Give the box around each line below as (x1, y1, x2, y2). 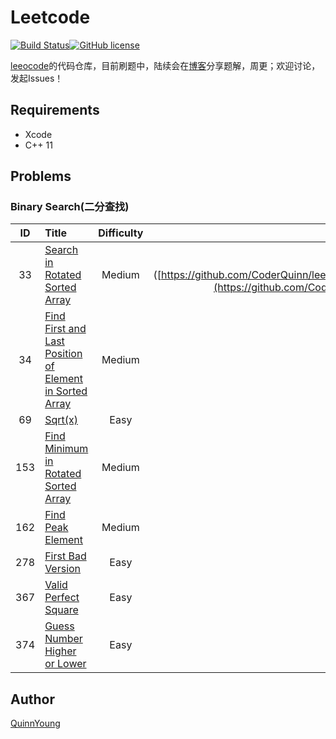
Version (44, 562, 82, 576)
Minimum (44, 442, 89, 456)
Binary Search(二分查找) (10, 200, 130, 214)
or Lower (44, 657, 87, 671)
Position (44, 347, 83, 361)
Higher (44, 644, 77, 658)
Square (44, 603, 79, 617)
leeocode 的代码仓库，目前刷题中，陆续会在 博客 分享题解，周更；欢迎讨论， (10, 59, 321, 71)
